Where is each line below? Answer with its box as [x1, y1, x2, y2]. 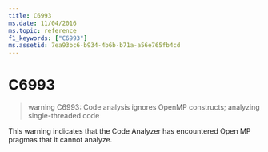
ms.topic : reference [8, 26, 78, 34]
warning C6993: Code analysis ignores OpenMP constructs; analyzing [27, 102, 260, 112]
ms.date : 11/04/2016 [8, 19, 78, 27]
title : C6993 [8, 11, 52, 20]
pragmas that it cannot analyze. [8, 135, 113, 145]
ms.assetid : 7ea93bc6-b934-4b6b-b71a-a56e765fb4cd [8, 42, 181, 50]
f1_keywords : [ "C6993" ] [8, 34, 88, 42]
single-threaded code [27, 111, 100, 121]
